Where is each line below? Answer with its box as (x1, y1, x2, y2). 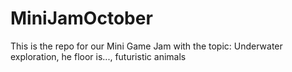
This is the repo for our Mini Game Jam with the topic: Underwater (10, 40, 283, 52)
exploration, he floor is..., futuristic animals (10, 50, 187, 62)
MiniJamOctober (10, 7, 153, 30)
